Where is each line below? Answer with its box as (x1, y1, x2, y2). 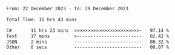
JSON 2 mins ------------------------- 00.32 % (6, 39, 170, 45)
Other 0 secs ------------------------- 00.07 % (6, 44, 170, 51)
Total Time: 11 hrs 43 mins (6, 16, 78, 22)
